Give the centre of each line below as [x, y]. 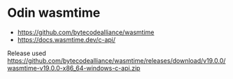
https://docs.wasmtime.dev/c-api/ [66, 39]
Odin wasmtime [54, 13]
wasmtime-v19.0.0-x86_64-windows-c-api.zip [74, 68]
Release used [27, 53]
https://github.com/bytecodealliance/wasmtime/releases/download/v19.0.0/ [116, 60]
